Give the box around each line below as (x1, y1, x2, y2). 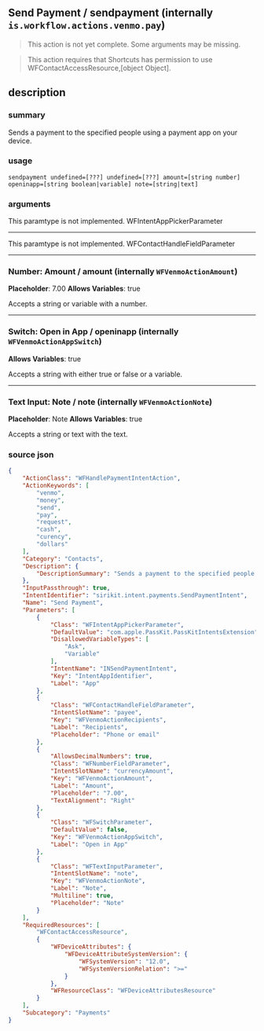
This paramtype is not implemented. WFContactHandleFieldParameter (8, 239, 236, 249)
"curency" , (36, 533, 72, 541)
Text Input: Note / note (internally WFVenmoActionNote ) (8, 396, 213, 407)
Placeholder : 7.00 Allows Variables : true (8, 284, 141, 294)
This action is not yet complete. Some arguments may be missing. (27, 39, 241, 49)
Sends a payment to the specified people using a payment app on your (8, 128, 238, 137)
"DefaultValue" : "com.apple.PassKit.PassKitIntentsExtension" (49, 628, 258, 636)
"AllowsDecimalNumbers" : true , (49, 752, 153, 761)
